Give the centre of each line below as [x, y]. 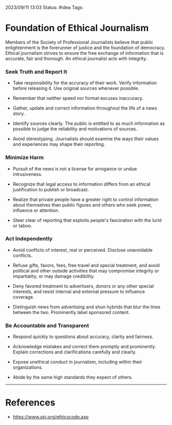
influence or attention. [36, 210]
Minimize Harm [25, 158]
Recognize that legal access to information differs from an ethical [81, 184]
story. [19, 114]
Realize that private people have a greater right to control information [85, 199]
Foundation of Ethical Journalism [77, 28]
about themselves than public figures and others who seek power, [82, 205]
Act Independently [29, 239]
